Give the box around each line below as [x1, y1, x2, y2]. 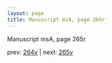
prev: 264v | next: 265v [7, 48, 74, 56]
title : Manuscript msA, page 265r [7, 16, 106, 23]
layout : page [7, 9, 44, 17]
